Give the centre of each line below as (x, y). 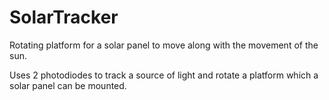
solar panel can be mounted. (68, 85)
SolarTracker (64, 17)
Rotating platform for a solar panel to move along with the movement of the (164, 45)
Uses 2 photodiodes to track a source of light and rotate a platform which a (164, 75)
